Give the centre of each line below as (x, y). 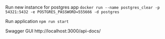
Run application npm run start (37, 21)
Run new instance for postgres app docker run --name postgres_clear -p (82, 7)
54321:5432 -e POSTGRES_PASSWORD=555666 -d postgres (62, 12)
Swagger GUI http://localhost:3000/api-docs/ (53, 31)
